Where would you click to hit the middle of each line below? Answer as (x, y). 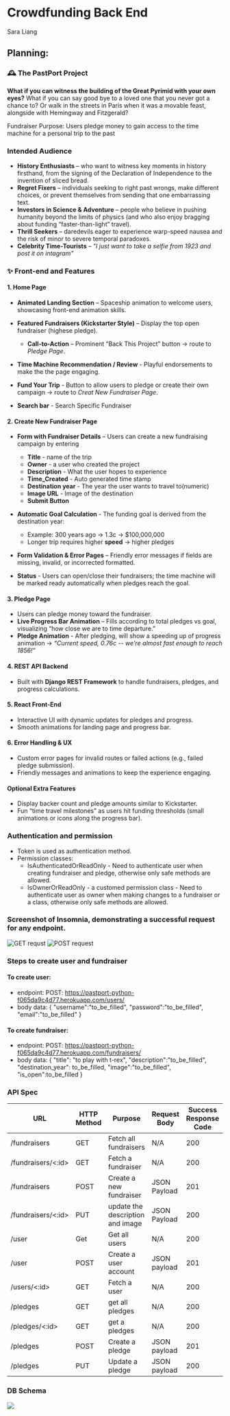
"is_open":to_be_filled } (50, 1074)
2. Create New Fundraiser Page (52, 421)
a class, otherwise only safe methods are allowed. (98, 902)
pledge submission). (46, 766)
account (122, 1272)
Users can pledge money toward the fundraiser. (84, 614)
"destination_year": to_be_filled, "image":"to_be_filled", (94, 1067)
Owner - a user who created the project (84, 464)
